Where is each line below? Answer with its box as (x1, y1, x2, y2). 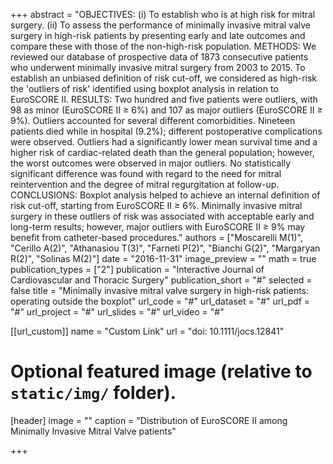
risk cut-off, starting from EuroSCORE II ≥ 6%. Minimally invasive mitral (10, 200, 303, 211)
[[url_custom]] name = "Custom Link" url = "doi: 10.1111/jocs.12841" (10, 325, 285, 337)
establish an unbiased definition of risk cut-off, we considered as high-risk (10, 72, 318, 84)
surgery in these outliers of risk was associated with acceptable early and (10, 210, 315, 222)
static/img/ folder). (10, 382, 177, 404)
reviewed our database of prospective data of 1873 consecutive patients (10, 51, 309, 63)
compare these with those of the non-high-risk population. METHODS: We (10, 40, 317, 52)
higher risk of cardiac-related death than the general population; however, (10, 147, 315, 158)
